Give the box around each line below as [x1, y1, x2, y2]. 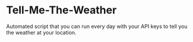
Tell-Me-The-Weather [6, 3, 117, 17]
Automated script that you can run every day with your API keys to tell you [6, 23, 188, 30]
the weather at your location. [6, 29, 77, 36]
